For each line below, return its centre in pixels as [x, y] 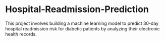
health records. [21, 34]
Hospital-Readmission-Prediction [77, 9]
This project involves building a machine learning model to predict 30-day [82, 23]
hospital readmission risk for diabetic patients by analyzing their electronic [82, 28]
